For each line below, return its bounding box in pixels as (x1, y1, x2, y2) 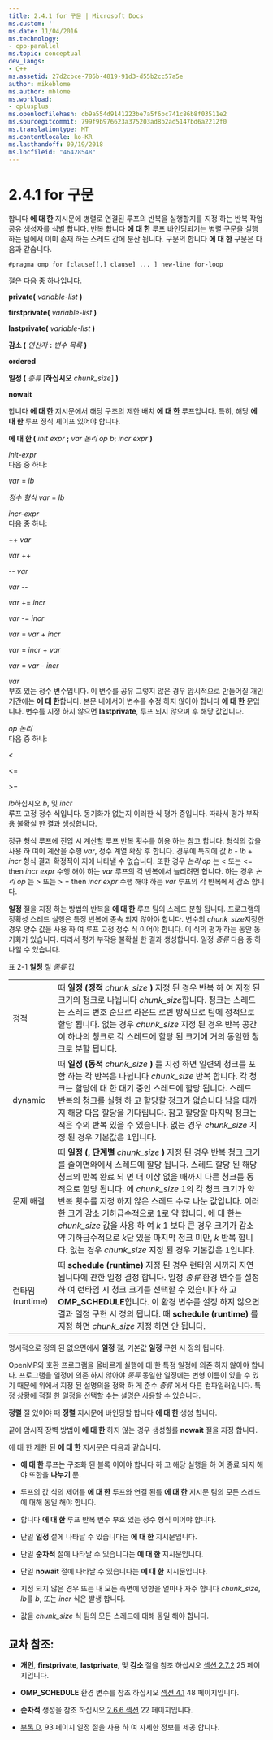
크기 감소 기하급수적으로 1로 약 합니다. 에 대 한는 (67, 1208, 242, 1219)
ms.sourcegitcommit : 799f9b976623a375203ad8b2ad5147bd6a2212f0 (8, 118, 227, 126)
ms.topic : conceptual (8, 50, 82, 58)
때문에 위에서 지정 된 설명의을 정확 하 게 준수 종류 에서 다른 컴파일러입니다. (16, 1381, 253, 1391)
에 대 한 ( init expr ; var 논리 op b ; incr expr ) (8, 434, 153, 444)
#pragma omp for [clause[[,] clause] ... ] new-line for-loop (8, 261, 223, 269)
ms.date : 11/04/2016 (8, 27, 79, 35)
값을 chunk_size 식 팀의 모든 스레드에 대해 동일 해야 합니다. (19, 1611, 210, 1621)
